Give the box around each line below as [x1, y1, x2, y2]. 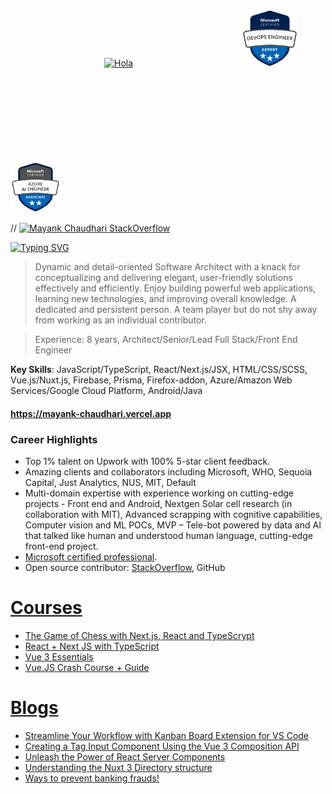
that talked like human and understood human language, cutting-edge [24, 529, 313, 541]
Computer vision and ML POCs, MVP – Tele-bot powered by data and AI [24, 519, 322, 531]
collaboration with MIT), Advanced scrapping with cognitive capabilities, [24, 508, 323, 520]
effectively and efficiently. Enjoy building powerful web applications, [34, 282, 317, 294]
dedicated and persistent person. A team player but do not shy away [34, 304, 318, 315]
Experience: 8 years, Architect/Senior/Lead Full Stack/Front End [34, 334, 298, 345]
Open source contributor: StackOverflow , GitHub [24, 561, 226, 573]
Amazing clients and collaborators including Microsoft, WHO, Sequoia [24, 465, 313, 478]
